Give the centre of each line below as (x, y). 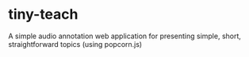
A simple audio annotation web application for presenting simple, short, (125, 36)
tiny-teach (43, 14)
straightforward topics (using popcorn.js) (75, 44)
